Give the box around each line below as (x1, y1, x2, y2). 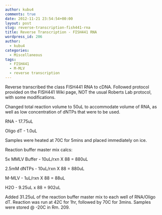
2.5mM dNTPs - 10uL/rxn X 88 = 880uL (5, 165, 84, 171)
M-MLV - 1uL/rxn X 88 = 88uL (5, 175, 65, 181)
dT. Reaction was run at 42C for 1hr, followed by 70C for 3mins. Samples (5, 199, 151, 205)
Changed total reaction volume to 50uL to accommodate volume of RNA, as (5, 103, 157, 110)
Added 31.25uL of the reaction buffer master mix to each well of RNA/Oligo (5, 194, 156, 200)
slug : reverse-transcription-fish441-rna (5, 25, 91, 30)
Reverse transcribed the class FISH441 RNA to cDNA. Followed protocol (5, 84, 150, 90)
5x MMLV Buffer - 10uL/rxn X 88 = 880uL (5, 156, 88, 162)
